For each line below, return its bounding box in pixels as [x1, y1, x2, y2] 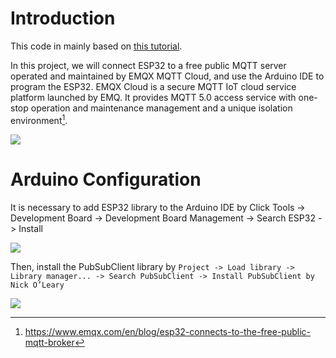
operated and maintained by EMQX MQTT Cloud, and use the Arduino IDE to [10, 70, 325, 82]
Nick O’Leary [10, 280, 65, 290]
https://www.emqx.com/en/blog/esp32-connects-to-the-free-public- [24, 325, 312, 337]
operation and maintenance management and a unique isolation [30, 102, 293, 114]
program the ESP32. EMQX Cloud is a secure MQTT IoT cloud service [10, 80, 297, 92]
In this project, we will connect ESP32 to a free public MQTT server [10, 59, 287, 71]
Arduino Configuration [10, 168, 202, 191]
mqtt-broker [24, 336, 75, 348]
